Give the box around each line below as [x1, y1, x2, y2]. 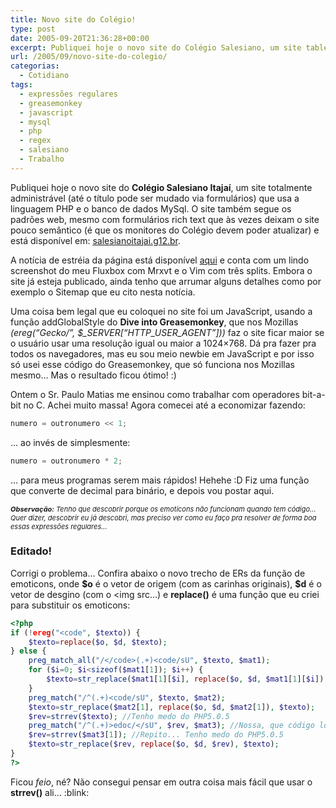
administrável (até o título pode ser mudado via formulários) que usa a [10, 192, 300, 204]
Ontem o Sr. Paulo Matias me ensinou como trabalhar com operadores [10, 388, 300, 400]
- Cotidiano [19, 71, 70, 81]
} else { [10, 646, 47, 656]
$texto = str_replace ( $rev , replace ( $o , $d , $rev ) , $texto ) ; [28, 739, 280, 750]
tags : [10, 80, 33, 90]
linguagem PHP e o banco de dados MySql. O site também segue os [10, 202, 292, 215]
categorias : [10, 61, 60, 71]
